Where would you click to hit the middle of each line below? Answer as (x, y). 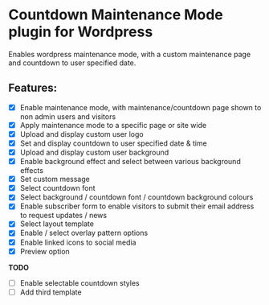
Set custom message (55, 179)
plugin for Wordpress (81, 32)
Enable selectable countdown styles (79, 282)
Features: (33, 88)
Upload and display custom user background (94, 152)
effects (32, 171)
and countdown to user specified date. (72, 63)
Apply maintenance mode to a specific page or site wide (113, 125)
